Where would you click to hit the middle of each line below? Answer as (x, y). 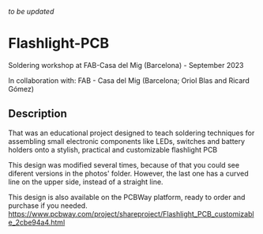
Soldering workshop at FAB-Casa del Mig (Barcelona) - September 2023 (126, 65)
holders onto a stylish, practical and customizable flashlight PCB (113, 149)
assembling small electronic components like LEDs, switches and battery (127, 141)
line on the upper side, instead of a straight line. (86, 182)
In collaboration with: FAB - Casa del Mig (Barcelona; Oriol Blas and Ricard (129, 80)
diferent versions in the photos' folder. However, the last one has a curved (128, 173)
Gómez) (21, 89)
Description (38, 114)
